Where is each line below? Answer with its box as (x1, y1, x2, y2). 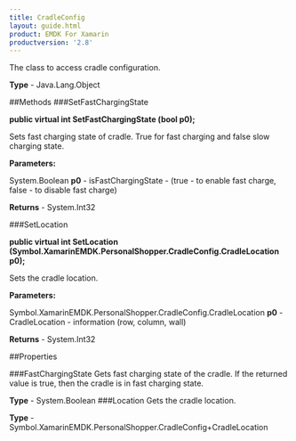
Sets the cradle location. (9, 273, 99, 283)
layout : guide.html (9, 21, 82, 30)
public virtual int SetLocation (9, 237, 118, 248)
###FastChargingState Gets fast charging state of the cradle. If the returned (9, 369, 288, 380)
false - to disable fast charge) (9, 184, 117, 196)
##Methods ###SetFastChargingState (9, 97, 149, 108)
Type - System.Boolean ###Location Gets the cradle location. (9, 396, 236, 406)
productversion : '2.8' (9, 37, 93, 47)
